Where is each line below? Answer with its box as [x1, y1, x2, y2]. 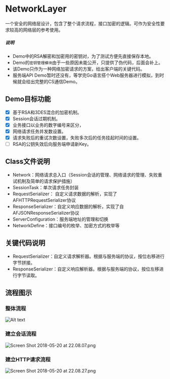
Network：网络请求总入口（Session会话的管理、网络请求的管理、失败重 [12, 171, 163, 178]
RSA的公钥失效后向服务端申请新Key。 [12, 141, 92, 147]
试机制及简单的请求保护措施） [12, 178, 75, 184]
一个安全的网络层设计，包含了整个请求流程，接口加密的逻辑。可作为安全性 [5, 20, 160, 26]
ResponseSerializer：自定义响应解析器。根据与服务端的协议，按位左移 [12, 266, 159, 272]
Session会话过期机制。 [12, 115, 61, 122]
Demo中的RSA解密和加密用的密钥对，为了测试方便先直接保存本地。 [12, 53, 154, 59]
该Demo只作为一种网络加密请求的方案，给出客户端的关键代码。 [12, 65, 145, 72]
